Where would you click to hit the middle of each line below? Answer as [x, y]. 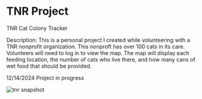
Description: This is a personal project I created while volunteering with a [98, 40]
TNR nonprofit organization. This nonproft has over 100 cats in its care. [96, 46]
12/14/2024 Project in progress [45, 78]
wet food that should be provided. [49, 66]
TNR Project [38, 11]
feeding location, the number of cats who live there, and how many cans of [101, 59]
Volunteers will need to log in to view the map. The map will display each [98, 53]
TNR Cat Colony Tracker [37, 28]
